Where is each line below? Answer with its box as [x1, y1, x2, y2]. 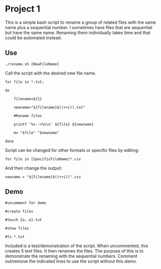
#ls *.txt [5, 234, 25, 239]
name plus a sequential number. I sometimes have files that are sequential [5, 24, 152, 30]
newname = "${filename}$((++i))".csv [5, 174, 81, 179]
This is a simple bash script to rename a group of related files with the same [5, 19, 156, 25]
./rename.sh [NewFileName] [5, 61, 59, 66]
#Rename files [14, 113, 42, 118]
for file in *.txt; [5, 79, 44, 84]
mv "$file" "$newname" [14, 130, 59, 135]
